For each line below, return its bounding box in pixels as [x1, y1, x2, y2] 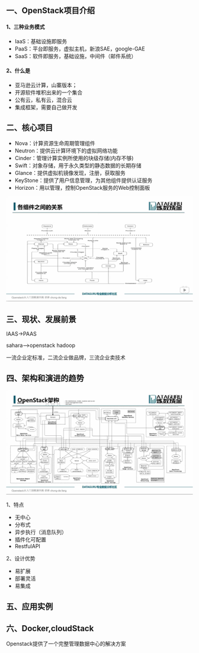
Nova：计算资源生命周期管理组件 [14, 139, 96, 146]
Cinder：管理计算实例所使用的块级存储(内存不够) [14, 154, 134, 161]
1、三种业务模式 [6, 23, 46, 30]
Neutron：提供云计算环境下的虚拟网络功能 [14, 147, 118, 154]
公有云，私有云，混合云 [14, 96, 72, 103]
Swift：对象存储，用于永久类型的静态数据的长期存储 [14, 162, 142, 169]
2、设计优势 [6, 555, 36, 562]
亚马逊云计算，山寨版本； [14, 81, 78, 88]
